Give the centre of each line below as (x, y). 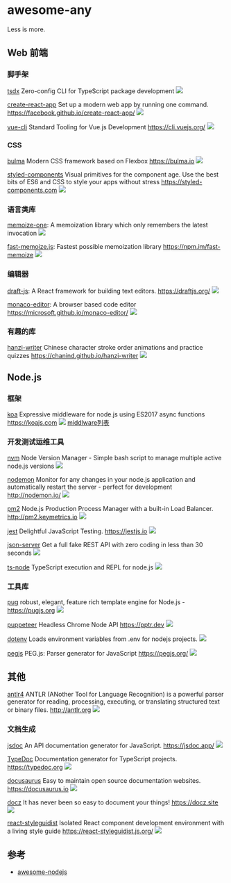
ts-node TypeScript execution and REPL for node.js (80, 567)
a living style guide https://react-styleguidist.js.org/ (80, 831)
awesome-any (50, 10)
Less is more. (26, 29)
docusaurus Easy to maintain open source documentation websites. (104, 781)
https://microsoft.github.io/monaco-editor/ (68, 312)
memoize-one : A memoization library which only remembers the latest (108, 225)
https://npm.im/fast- (191, 247)
